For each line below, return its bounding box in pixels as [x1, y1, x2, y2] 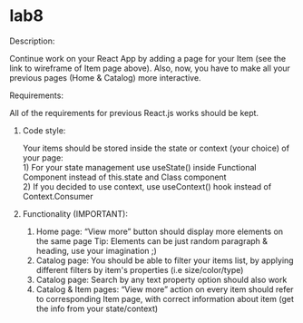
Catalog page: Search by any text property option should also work [35, 274, 288, 285]
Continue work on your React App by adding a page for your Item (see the [9, 53, 287, 64]
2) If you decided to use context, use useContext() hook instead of [22, 181, 272, 191]
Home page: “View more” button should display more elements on [35, 226, 284, 237]
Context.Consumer [22, 191, 93, 201]
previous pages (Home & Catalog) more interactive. [9, 72, 201, 83]
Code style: [22, 124, 66, 136]
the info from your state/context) [35, 303, 159, 314]
